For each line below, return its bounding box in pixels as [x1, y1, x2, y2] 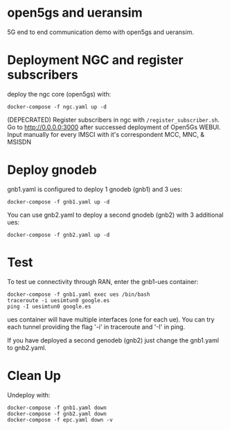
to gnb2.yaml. [7, 343, 47, 352]
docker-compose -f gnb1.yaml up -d [7, 198, 110, 206]
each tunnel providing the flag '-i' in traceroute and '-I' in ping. [7, 322, 186, 331]
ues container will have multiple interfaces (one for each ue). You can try [7, 315, 215, 324]
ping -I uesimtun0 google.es [7, 303, 91, 310]
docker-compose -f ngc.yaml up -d [7, 103, 107, 110]
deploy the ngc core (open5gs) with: [7, 90, 112, 98]
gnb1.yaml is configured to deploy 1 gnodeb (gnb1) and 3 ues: [7, 185, 182, 193]
